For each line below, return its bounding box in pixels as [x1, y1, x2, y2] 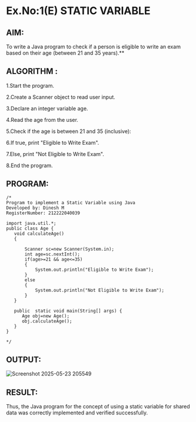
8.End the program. [6, 162, 53, 169]
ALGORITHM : [6, 67, 58, 77]
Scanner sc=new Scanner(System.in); [24, 246, 115, 252]
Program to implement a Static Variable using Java [6, 200, 135, 205]
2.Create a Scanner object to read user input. [6, 93, 116, 101]
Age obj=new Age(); [21, 313, 69, 319]
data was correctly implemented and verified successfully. [6, 409, 148, 416]
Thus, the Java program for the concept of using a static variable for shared [6, 403, 190, 410]
